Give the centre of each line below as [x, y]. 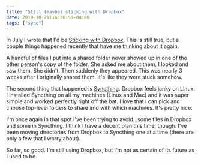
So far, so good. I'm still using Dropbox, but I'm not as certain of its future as [100, 150]
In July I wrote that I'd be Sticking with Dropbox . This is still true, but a [92, 40]
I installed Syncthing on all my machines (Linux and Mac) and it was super [97, 95]
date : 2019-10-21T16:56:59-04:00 [48, 17]
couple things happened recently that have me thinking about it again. [93, 46]
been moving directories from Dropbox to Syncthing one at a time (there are [100, 132]
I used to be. [22, 157]
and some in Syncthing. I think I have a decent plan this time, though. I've [97, 126]
